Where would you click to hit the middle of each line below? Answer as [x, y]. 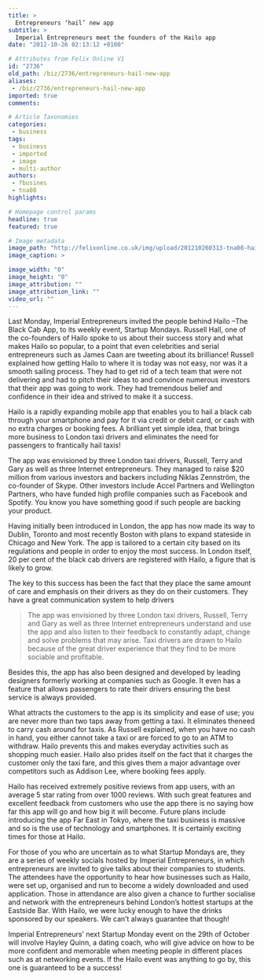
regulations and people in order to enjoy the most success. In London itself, [130, 551]
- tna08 [24, 191]
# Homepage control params [52, 212]
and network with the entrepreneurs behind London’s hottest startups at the [131, 902]
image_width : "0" [37, 270]
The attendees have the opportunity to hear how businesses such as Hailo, [130, 877]
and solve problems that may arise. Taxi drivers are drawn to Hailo [134, 640]
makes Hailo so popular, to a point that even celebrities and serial [114, 347]
